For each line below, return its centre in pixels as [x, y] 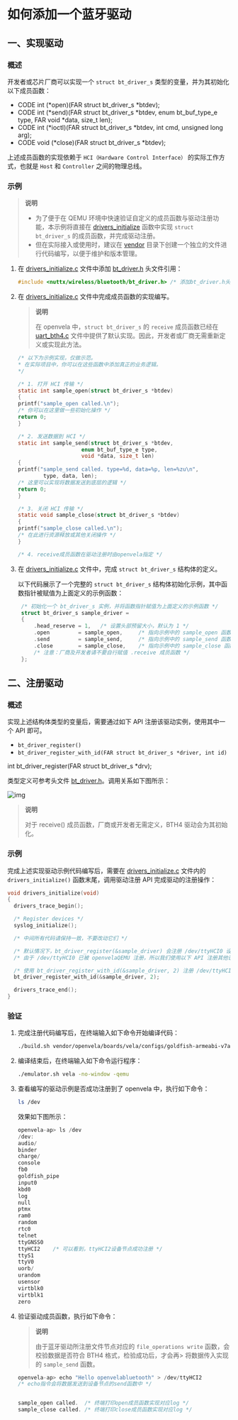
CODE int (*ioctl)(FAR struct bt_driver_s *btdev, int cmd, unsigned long [120, 127]
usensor [29, 1282]
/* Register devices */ [49, 919]
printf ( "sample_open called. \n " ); [68, 404]
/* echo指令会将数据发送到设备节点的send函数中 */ [85, 1384]
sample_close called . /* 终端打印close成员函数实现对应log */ [105, 1410]
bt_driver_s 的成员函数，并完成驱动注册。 [97, 236]
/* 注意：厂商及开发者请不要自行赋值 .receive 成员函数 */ [112, 652]
